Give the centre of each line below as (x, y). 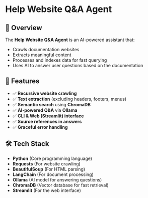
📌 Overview (24, 28)
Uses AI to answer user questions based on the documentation (78, 65)
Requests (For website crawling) (46, 163)
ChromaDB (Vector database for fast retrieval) (61, 185)
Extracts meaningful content (42, 55)
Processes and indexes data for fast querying (60, 60)
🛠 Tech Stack (27, 144)
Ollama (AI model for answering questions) (57, 179)
